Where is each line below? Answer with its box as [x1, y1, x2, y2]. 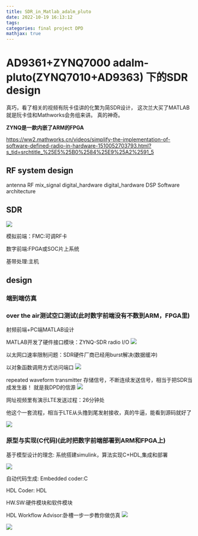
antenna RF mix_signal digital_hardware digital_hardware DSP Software [6, 181, 180, 189]
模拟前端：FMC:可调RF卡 [6, 232, 68, 240]
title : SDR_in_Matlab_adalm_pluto [6, 8, 92, 15]
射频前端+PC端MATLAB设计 [6, 326, 75, 333]
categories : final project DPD [6, 25, 84, 31]
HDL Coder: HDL [6, 487, 47, 494]
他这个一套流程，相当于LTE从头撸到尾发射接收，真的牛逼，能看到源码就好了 [6, 409, 192, 416]
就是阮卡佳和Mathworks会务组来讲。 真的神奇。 [6, 111, 123, 119]
